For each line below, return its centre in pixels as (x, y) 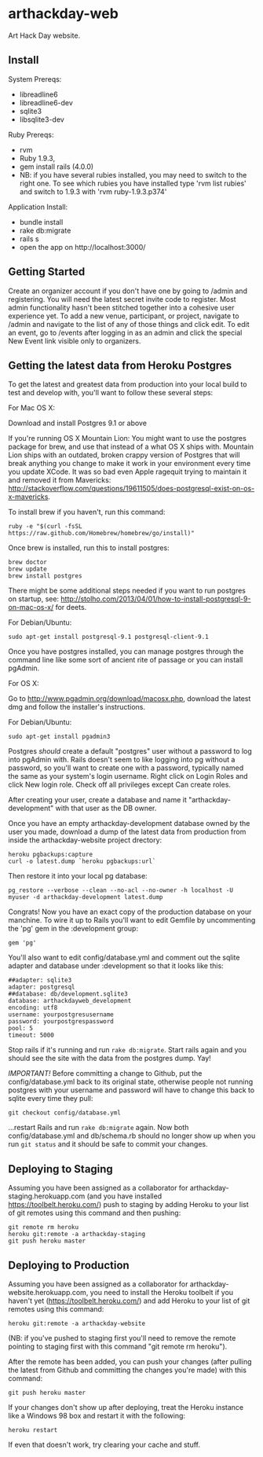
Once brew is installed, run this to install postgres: (89, 548)
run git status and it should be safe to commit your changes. (108, 1144)
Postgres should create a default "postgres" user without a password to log (130, 751)
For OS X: (24, 684)
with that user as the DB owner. (106, 808)
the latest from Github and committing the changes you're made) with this (128, 1370)
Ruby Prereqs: (31, 134)
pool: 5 (21, 1029)
